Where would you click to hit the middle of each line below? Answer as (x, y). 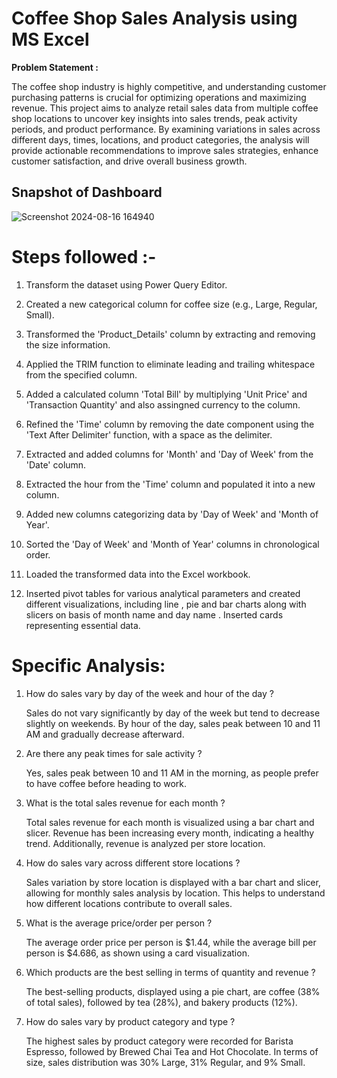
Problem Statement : (55, 67)
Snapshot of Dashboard (87, 192)
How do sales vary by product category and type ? (130, 1021)
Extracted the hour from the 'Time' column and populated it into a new (170, 484)
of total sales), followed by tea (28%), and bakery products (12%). (161, 1002)
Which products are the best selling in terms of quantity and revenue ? (170, 972)
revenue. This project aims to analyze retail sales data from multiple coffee (165, 108)
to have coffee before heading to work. (106, 783)
